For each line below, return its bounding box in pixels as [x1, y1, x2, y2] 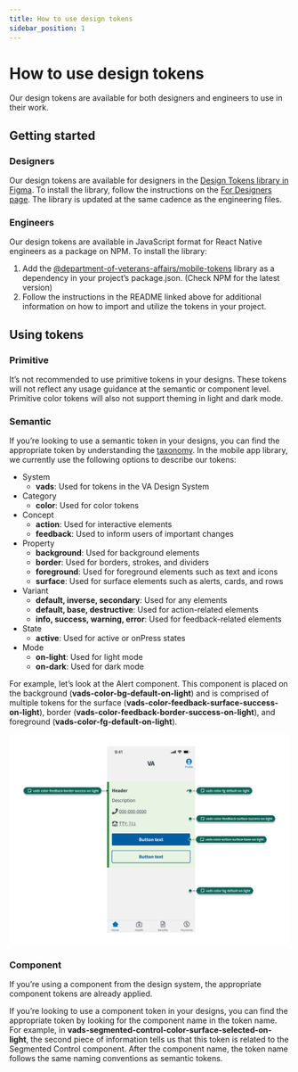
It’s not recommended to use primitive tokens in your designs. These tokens [9, 375, 287, 385]
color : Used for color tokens [35, 500, 140, 511]
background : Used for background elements [35, 548, 200, 558]
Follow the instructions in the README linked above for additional [21, 292, 262, 302]
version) [21, 282, 53, 293]
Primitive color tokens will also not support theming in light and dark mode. [9, 393, 284, 404]
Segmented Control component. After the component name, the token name [9, 1043, 289, 1054]
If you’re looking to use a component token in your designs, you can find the [9, 1006, 289, 1017]
